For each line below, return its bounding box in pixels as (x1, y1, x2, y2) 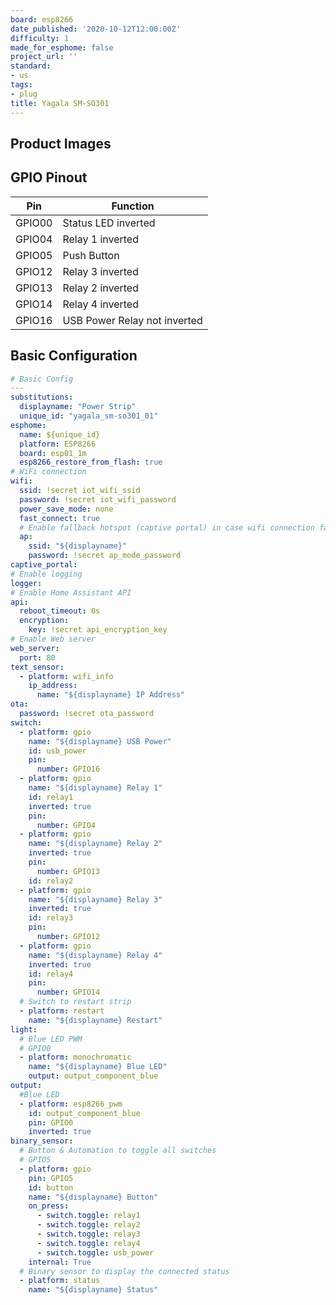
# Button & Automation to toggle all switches (19, 1146, 217, 1156)
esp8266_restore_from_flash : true (19, 457, 163, 468)
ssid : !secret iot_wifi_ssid (19, 486, 141, 496)
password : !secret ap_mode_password (28, 551, 182, 561)
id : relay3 (28, 913, 74, 923)
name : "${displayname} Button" (28, 1192, 159, 1202)
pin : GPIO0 (28, 1117, 74, 1128)
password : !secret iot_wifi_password (19, 494, 177, 505)
